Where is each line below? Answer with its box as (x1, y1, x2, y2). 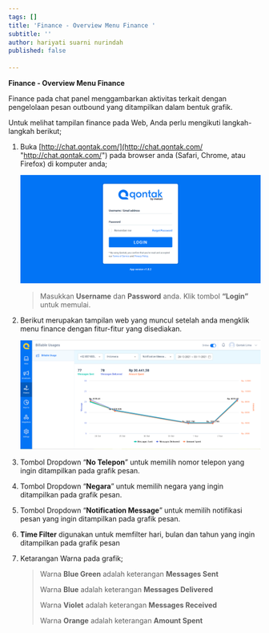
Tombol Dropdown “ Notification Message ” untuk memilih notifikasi (19, 505, 243, 515)
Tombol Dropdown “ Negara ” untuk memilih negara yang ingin (19, 481, 224, 491)
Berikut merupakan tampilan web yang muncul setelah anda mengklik (19, 315, 250, 325)
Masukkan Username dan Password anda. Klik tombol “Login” (39, 291, 249, 301)
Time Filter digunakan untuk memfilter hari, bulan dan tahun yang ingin (19, 530, 255, 539)
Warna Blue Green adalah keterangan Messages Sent (39, 569, 219, 578)
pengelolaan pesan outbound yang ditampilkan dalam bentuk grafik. (8, 103, 234, 112)
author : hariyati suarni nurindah (8, 39, 124, 47)
